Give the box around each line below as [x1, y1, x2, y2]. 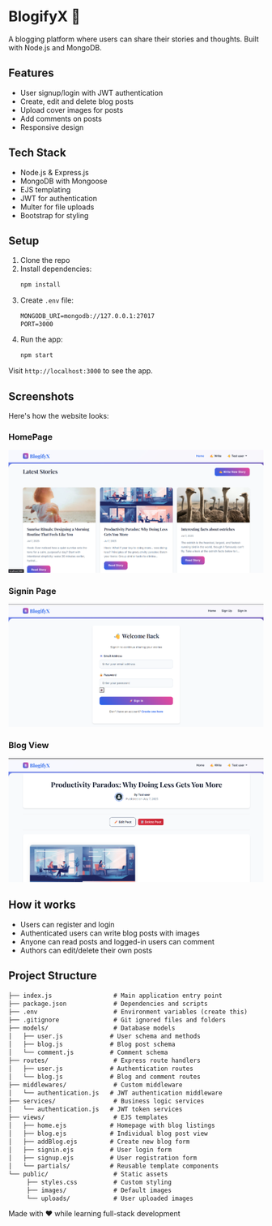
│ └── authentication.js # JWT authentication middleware [8, 1089, 223, 1097]
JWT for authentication [19, 193, 97, 203]
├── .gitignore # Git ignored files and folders [8, 1016, 227, 1024]
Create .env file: [19, 295, 74, 305]
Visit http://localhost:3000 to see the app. [8, 366, 154, 376]
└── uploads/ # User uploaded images [26, 1194, 194, 1202]
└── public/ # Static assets [8, 1170, 168, 1178]
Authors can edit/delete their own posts [19, 945, 152, 955]
